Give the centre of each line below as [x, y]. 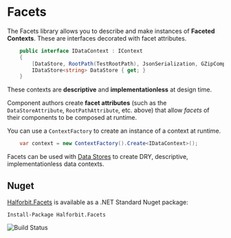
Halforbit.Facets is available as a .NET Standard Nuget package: [98, 202]
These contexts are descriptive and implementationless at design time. [110, 89]
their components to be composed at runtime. [72, 118]
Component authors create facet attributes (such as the [87, 103]
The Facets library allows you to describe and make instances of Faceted [111, 31]
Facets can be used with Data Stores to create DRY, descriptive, [98, 157]
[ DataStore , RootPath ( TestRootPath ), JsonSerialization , [115, 64]
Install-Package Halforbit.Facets [57, 215]
